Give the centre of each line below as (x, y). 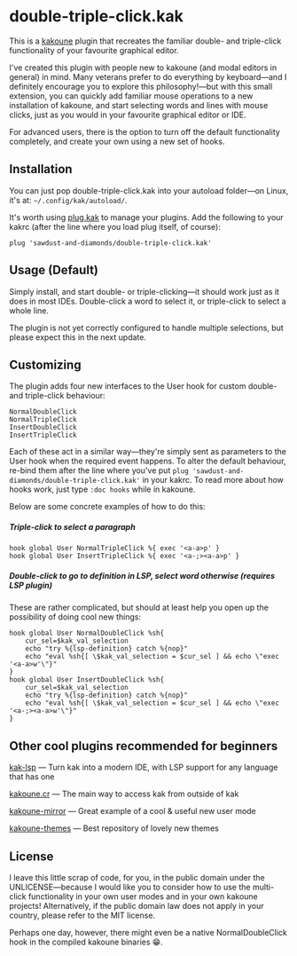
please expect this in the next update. (78, 337)
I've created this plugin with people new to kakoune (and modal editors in (143, 67)
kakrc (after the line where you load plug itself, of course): (115, 226)
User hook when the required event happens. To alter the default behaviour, (148, 461)
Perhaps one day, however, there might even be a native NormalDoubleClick (148, 932)
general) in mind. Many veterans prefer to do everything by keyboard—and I (148, 76)
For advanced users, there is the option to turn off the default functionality (145, 131)
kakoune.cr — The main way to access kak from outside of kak (124, 794)
